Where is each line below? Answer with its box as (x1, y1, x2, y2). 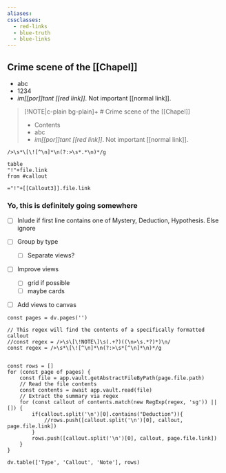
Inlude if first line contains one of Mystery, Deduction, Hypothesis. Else (17, 216, 219, 224)
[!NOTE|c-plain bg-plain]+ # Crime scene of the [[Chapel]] (23, 107, 191, 116)
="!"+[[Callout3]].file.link (7, 185, 91, 191)
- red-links (13, 23, 48, 30)
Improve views (17, 265, 59, 273)
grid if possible (27, 279, 70, 287)
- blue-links (13, 36, 51, 43)
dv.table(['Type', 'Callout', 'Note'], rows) (7, 459, 140, 465)
